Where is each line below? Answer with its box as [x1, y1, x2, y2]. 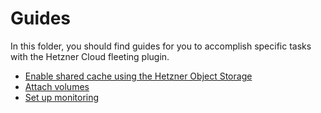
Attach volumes [24, 80, 90, 92]
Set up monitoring [24, 91, 100, 103]
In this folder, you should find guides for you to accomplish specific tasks [10, 40, 312, 52]
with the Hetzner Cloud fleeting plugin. [10, 50, 170, 62]
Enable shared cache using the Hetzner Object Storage [24, 70, 253, 82]
